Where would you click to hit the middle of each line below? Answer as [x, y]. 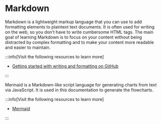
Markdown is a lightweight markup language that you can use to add [73, 22]
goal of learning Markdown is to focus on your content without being [73, 37]
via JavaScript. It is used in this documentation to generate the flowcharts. [79, 90]
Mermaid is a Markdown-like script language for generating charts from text [81, 84]
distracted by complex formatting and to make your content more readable [80, 42]
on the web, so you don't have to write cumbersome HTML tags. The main [79, 32]
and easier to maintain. [28, 47]
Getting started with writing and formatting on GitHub [65, 66]
